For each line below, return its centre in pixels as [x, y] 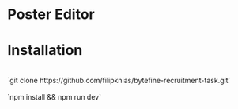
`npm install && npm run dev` [55, 97]
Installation [45, 51]
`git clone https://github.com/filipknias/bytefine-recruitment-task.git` [119, 81]
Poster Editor [51, 15]
